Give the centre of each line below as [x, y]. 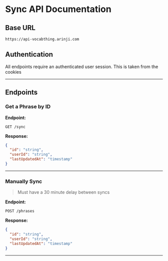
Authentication [29, 54]
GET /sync [15, 127]
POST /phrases [20, 211]
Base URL [20, 28]
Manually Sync [24, 181]
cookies [13, 72]
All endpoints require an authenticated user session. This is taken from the [82, 67]
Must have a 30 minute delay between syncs [63, 192]
